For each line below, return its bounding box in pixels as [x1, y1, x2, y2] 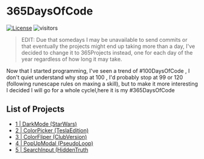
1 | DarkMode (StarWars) [15, 120, 77, 127]
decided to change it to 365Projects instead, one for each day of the [21, 49, 193, 56]
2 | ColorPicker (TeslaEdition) [15, 126, 89, 134]
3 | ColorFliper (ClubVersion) [15, 133, 87, 140]
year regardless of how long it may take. [21, 55, 122, 63]
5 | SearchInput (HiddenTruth [15, 146, 88, 153]
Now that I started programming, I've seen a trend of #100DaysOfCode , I [6, 67, 190, 74]
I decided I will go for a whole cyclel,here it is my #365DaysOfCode [6, 86, 175, 93]
